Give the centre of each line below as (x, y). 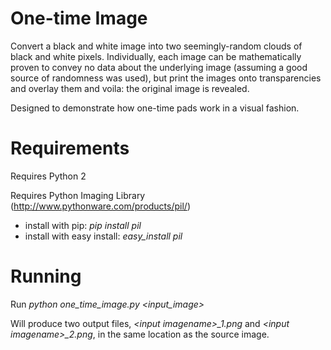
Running (46, 276)
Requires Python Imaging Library (78, 195)
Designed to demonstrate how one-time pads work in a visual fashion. (155, 108)
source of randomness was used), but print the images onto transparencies (166, 78)
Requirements (70, 148)
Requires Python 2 (48, 176)
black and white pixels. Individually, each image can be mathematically (156, 56)
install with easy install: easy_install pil (103, 236)
